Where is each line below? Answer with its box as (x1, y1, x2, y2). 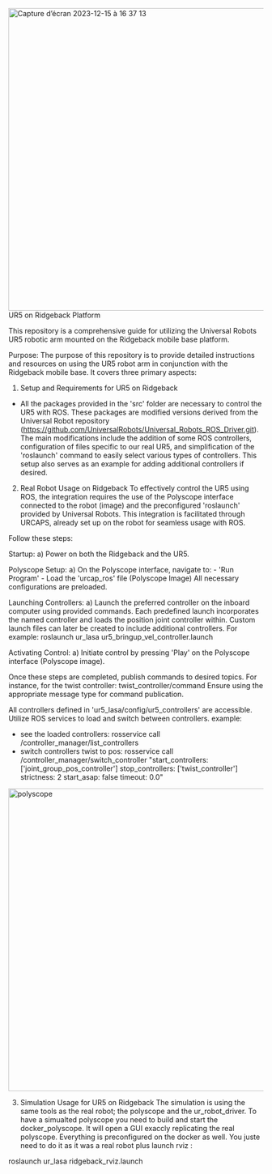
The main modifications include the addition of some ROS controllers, (19, 433, 253, 443)
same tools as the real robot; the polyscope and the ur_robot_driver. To (19, 1106, 257, 1116)
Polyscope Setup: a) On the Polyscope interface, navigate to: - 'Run (8, 565, 235, 574)
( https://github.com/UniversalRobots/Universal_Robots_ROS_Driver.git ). (19, 425, 259, 434)
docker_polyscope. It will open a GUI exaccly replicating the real (19, 1124, 235, 1133)
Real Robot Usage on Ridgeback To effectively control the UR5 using (19, 483, 249, 493)
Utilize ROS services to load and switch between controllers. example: (8, 713, 243, 723)
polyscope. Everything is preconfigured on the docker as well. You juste (19, 1132, 261, 1142)
